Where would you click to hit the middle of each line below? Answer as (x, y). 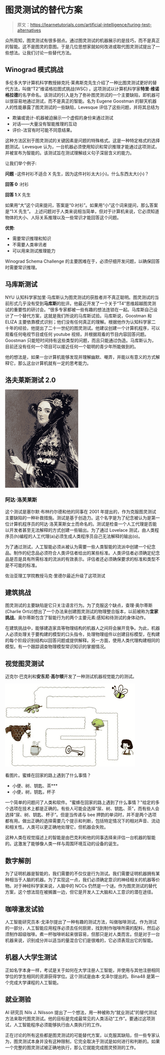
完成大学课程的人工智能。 (35, 982)
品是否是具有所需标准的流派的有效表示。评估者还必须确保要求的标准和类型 (80, 559)
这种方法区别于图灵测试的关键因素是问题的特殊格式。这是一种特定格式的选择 (82, 140)
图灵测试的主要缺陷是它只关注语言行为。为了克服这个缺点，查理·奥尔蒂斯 (79, 605)
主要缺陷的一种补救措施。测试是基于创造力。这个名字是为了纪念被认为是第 (80, 517)
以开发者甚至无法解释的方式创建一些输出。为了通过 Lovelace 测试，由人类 (80, 530)
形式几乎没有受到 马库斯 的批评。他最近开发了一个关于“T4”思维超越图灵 (81, 303)
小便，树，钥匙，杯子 (34, 792)
